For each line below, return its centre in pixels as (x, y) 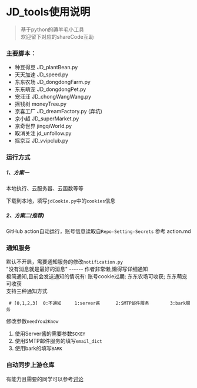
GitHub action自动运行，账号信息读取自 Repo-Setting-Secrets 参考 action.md (98, 231)
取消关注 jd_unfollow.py (43, 133)
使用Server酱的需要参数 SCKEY (50, 334)
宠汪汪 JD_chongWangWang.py (53, 97)
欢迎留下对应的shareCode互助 (57, 36)
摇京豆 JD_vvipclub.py (41, 141)
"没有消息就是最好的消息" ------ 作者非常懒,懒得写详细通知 (77, 269)
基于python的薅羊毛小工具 (52, 29)
